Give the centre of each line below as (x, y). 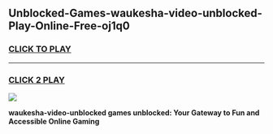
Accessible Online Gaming (54, 121)
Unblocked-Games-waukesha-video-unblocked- (135, 13)
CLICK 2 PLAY (37, 80)
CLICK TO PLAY (40, 50)
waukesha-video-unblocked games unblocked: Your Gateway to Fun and (134, 112)
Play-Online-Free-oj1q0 (69, 26)
